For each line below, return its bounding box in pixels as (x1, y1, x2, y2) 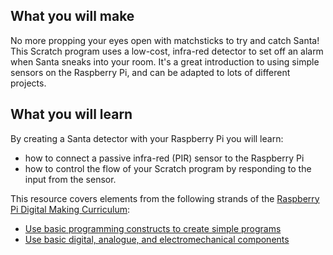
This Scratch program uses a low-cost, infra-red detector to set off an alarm (10, 45, 324, 57)
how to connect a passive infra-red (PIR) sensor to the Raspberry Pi (24, 152, 305, 164)
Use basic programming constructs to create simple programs (24, 222, 282, 234)
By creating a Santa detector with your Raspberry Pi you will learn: (10, 132, 284, 144)
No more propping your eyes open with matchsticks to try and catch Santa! (10, 34, 320, 46)
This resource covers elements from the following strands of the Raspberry (10, 192, 320, 204)
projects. (10, 77, 47, 89)
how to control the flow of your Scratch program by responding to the (24, 162, 312, 174)
